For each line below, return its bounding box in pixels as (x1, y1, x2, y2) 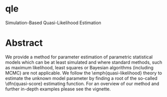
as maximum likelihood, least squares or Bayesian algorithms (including (5, 64, 154, 70)
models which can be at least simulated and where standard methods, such (5, 59, 162, 65)
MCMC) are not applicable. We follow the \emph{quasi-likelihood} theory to (5, 70, 162, 76)
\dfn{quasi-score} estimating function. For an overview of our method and (5, 80, 159, 86)
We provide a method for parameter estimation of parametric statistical (5, 54, 153, 60)
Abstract (5, 37, 43, 49)
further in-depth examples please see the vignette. (5, 86, 111, 92)
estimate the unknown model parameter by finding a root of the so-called (5, 75, 158, 81)
